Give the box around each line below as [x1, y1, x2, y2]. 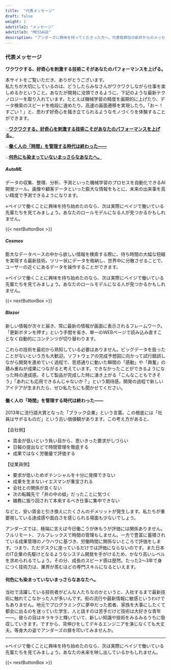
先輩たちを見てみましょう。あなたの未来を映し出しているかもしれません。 [5, 649, 161, 655]
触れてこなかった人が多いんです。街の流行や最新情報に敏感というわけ [14, 595, 161, 601]
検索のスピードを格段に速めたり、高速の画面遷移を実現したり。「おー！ [14, 102, 164, 109]
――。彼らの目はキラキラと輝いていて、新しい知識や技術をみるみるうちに [5, 614, 161, 621]
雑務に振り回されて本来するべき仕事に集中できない [12, 498, 120, 504]
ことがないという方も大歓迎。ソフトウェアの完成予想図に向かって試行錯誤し [5, 353, 166, 359]
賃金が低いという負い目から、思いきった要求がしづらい [12, 437, 129, 444]
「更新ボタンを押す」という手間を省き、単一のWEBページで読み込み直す [5, 329, 158, 336]
